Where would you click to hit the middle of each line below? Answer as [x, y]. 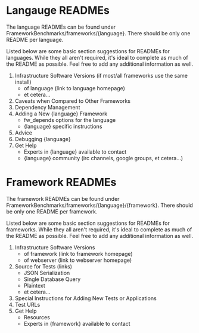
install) [23, 82]
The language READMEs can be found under [61, 27]
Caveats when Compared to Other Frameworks [73, 101]
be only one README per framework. [52, 211]
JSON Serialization [47, 273]
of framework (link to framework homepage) [78, 253]
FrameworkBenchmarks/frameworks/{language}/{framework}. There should [100, 205]
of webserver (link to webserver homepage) [78, 260]
